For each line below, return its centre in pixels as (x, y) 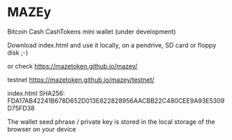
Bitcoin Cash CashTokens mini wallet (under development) (92, 31)
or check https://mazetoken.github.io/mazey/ (72, 66)
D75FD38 (21, 108)
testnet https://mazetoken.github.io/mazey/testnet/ (81, 79)
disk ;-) (18, 52)
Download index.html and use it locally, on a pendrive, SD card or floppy (112, 45)
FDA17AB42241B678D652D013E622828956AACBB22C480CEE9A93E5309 (116, 100)
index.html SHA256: (36, 93)
